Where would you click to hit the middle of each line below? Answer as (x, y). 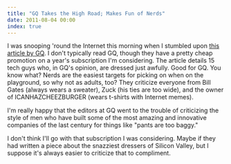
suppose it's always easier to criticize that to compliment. (89, 153)
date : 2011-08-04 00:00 (41, 20)
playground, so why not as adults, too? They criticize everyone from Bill (109, 83)
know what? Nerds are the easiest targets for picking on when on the (105, 75)
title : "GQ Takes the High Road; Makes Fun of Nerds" (86, 13)
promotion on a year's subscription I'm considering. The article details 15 (111, 61)
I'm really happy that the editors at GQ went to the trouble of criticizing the (113, 110)
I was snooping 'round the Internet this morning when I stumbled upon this (113, 46)
